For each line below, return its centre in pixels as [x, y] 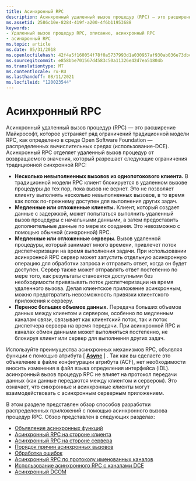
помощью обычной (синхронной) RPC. [63, 232]
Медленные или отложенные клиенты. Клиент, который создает [97, 207]
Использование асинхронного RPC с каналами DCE [79, 465]
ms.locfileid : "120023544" [39, 83]
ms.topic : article [28, 45]
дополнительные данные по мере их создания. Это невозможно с [97, 226]
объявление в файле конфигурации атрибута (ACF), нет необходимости [96, 361]
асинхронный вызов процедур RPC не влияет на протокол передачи [92, 374]
